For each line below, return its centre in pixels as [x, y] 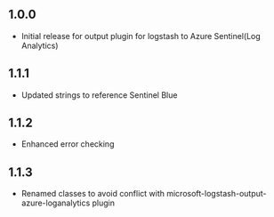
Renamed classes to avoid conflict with [93, 194]
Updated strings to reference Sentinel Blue [99, 95]
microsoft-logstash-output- [217, 194]
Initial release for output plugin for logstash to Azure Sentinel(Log [141, 36]
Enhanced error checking [68, 144]
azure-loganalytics [56, 203]
